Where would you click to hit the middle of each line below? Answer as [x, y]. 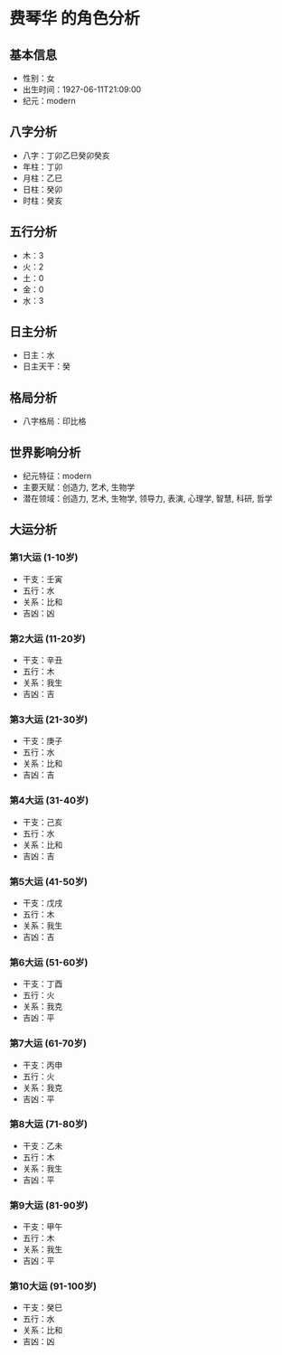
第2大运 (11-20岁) [47, 638]
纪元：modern [49, 101]
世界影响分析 [45, 452]
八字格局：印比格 [54, 421]
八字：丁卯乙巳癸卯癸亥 [66, 155]
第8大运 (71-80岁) [49, 1124]
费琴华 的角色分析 [75, 19]
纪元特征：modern [57, 476]
